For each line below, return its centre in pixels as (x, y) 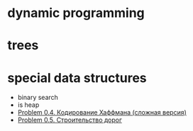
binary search (38, 98)
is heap (28, 105)
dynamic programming (76, 13)
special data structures (77, 78)
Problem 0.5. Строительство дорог (70, 120)
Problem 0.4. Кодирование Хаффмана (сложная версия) (102, 113)
